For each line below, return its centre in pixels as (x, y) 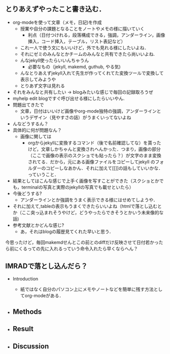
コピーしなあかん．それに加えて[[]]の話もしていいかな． (104, 168)
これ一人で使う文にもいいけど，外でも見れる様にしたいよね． (84, 48)
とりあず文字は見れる (42, 86)
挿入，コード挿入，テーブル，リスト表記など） (75, 41)
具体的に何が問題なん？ (37, 130)
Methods (27, 312)
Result (23, 329)
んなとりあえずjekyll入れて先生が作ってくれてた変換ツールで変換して (92, 73)
